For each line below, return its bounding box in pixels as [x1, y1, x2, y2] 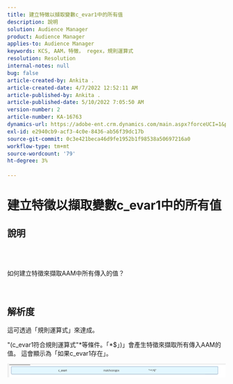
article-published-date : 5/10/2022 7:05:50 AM [7, 99, 144, 106]
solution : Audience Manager [7, 26, 89, 33]
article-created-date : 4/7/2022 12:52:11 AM [7, 84, 138, 91]
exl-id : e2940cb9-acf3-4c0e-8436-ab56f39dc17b [7, 128, 144, 135]
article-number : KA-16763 [7, 114, 82, 121]
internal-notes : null [7, 62, 70, 69]
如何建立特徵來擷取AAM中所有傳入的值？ [7, 269, 125, 277]
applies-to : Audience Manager [7, 40, 95, 48]
